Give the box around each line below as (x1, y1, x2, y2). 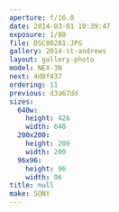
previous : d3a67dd (9, 88, 78, 97)
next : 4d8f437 (9, 72, 63, 81)
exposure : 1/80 (9, 30, 67, 39)
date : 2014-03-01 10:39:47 (9, 22, 111, 31)
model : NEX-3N (9, 64, 63, 73)
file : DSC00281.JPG (9, 38, 83, 48)
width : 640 (25, 123, 67, 132)
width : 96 (25, 172, 63, 181)
